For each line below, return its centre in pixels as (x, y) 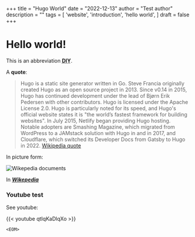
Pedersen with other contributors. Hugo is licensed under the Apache (104, 102)
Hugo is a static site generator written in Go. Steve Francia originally (102, 83)
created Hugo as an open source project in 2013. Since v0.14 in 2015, (104, 90)
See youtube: (22, 208)
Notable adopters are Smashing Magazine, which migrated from (98, 127)
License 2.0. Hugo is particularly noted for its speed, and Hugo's (98, 108)
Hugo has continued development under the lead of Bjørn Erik (95, 95)
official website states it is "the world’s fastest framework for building (104, 114)
